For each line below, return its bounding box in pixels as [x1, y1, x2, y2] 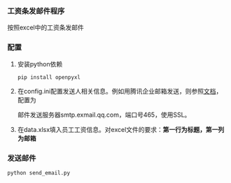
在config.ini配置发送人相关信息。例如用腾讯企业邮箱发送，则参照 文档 [17, 87, 216, 95]
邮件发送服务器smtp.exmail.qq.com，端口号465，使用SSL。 [17, 110, 191, 119]
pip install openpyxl [17, 73, 80, 81]
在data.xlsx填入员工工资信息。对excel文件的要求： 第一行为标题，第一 [17, 125, 218, 133]
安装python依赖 [17, 59, 63, 68]
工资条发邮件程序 [7, 6, 65, 15]
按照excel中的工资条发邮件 [7, 23, 84, 32]
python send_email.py [7, 169, 71, 176]
